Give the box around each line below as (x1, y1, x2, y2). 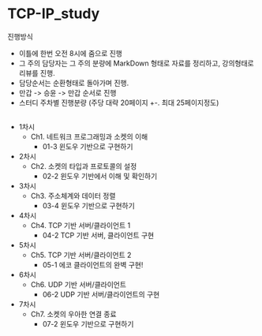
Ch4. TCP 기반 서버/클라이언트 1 (30, 221, 131, 230)
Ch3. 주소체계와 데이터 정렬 (30, 191, 116, 201)
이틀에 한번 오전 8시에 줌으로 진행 (18, 48, 123, 58)
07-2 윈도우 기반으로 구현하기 (42, 319, 134, 329)
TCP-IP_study (7, 5, 100, 23)
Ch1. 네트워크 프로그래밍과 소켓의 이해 (30, 132, 148, 142)
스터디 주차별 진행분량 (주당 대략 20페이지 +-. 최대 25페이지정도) (18, 98, 219, 107)
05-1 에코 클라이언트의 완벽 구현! (42, 260, 144, 270)
